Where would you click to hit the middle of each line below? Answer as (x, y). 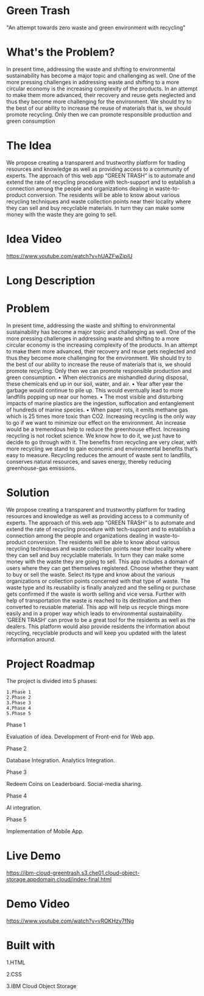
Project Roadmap (51, 664)
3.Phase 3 (19, 702)
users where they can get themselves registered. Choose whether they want (102, 568)
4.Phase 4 (19, 708)
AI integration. (24, 807)
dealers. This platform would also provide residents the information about (98, 626)
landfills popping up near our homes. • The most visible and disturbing (95, 397)
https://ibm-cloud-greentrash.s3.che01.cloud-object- (73, 873)
